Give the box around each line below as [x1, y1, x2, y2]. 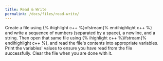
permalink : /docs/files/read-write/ [5, 12, 79, 16]
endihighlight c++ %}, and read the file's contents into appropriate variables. [5, 40, 159, 46]
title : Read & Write [5, 7, 47, 12]
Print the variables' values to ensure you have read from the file [5, 45, 132, 51]
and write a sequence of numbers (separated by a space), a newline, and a [5, 30, 156, 36]
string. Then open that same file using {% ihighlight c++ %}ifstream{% [5, 35, 147, 41]
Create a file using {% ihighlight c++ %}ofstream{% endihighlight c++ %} [5, 24, 152, 30]
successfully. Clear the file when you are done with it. [5, 50, 113, 56]
